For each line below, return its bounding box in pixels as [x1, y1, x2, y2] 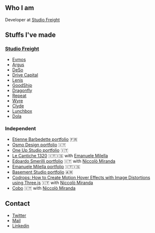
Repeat [12, 92, 27, 99]
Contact [5, 200, 30, 208]
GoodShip [12, 82, 33, 88]
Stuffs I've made [5, 31, 56, 39]
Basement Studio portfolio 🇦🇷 [12, 169, 73, 175]
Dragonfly [12, 87, 33, 93]
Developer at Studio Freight [5, 17, 60, 22]
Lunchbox [12, 108, 33, 114]
